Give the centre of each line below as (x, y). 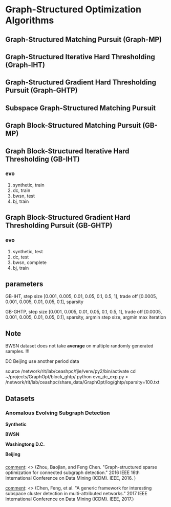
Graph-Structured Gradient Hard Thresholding (81, 83)
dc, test (21, 257)
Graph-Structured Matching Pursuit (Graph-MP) (84, 39)
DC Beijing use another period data (42, 361)
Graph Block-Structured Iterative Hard (67, 151)
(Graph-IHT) (25, 65)
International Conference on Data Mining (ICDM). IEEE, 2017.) (70, 499)
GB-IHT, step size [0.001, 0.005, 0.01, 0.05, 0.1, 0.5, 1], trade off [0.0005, (81, 296)
